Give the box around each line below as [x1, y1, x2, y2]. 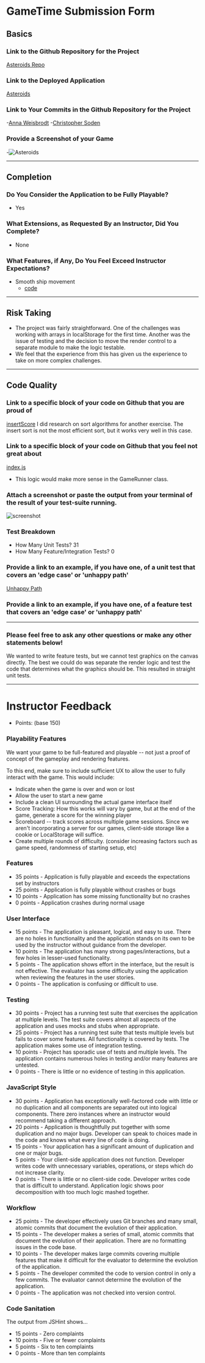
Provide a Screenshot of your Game [6, 135, 114, 143]
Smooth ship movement [15, 278, 75, 285]
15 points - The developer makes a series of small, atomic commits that [15, 1231, 194, 1238]
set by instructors [15, 879, 60, 887]
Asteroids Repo [6, 61, 45, 68]
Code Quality [6, 380, 57, 391]
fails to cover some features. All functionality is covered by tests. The [15, 1035, 189, 1043]
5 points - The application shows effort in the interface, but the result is [15, 961, 195, 968]
